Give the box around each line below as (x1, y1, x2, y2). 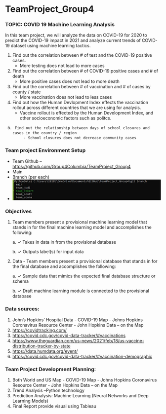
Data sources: (5, 305, 40, 312)
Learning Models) (12, 398, 48, 404)
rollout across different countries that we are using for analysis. (12, 105, 141, 111)
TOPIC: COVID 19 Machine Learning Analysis (5, 21, 115, 28)
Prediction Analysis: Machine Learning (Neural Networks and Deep (12, 393, 149, 399)
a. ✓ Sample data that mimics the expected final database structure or (12, 273, 156, 279)
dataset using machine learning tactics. (10, 43, 91, 49)
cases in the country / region (12, 131, 77, 136)
